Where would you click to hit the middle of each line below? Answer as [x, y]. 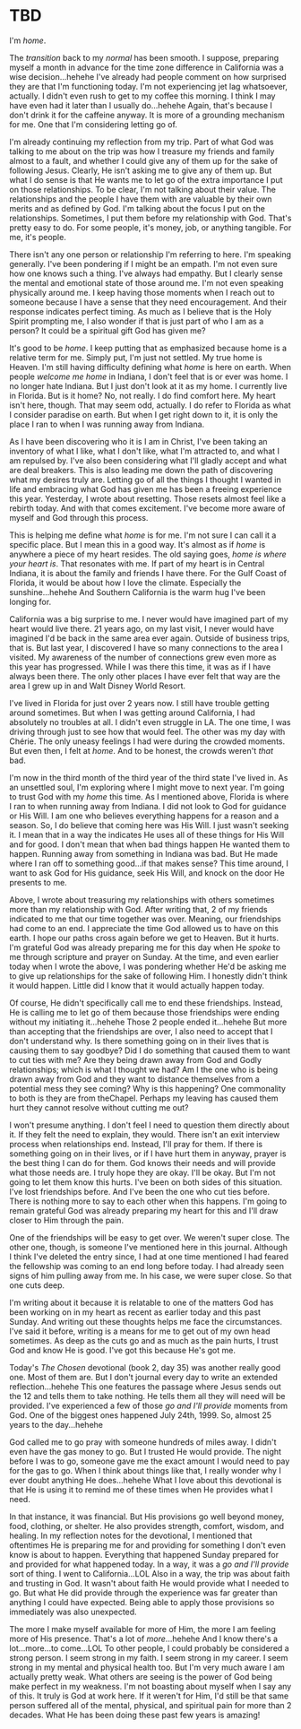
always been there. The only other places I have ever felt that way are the [145, 676]
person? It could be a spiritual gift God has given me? [107, 330]
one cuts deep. [37, 1285]
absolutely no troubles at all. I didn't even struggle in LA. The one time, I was [150, 722]
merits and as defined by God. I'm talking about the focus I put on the [138, 208]
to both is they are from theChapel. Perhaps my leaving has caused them [144, 1098]
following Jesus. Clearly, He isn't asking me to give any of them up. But [141, 170]
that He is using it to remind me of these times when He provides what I [141, 1490]
